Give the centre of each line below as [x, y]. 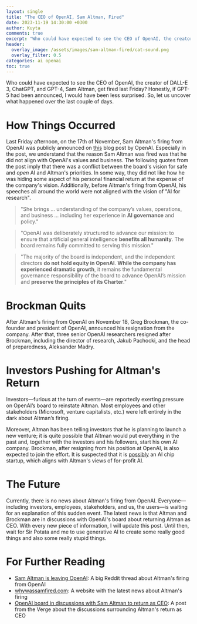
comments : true [25, 33]
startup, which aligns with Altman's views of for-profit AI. [75, 461]
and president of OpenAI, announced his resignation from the [100, 328]
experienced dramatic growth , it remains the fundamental [91, 269]
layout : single [25, 11]
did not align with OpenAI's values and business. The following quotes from [97, 160]
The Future [33, 484]
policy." [29, 222]
